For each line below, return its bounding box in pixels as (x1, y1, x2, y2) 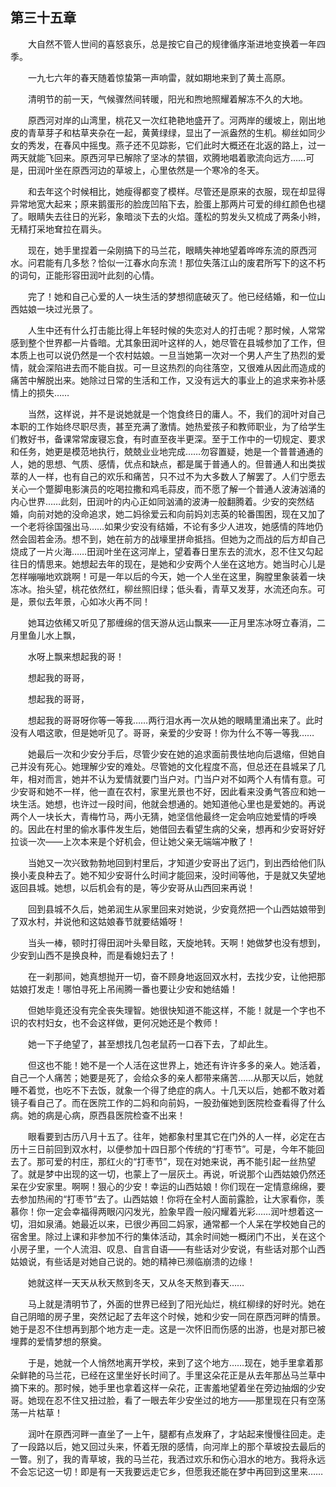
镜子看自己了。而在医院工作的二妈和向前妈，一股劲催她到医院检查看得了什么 (10, 1096, 326, 1108)
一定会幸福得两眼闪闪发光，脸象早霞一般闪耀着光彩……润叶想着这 (44, 1205, 315, 1217)
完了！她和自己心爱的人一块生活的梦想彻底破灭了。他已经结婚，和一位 (28, 290, 317, 302)
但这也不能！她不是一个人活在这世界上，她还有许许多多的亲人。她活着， (28, 1059, 326, 1071)
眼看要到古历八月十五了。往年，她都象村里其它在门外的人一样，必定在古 (28, 1130, 326, 1142)
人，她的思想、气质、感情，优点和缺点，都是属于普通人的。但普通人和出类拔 (10, 458, 326, 470)
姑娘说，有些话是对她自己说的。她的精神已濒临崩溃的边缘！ (10, 1255, 256, 1267)
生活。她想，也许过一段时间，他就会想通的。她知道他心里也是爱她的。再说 (18, 798, 326, 810)
